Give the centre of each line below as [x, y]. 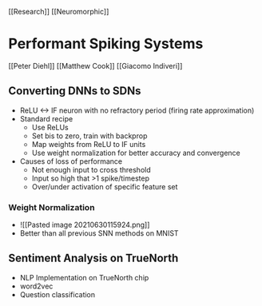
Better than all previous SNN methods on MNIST [99, 233]
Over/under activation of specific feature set [105, 186]
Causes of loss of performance [71, 161]
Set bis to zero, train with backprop [89, 136]
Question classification [58, 294]
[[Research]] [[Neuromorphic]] [59, 12]
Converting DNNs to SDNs [75, 91]
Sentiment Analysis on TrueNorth [93, 258]
